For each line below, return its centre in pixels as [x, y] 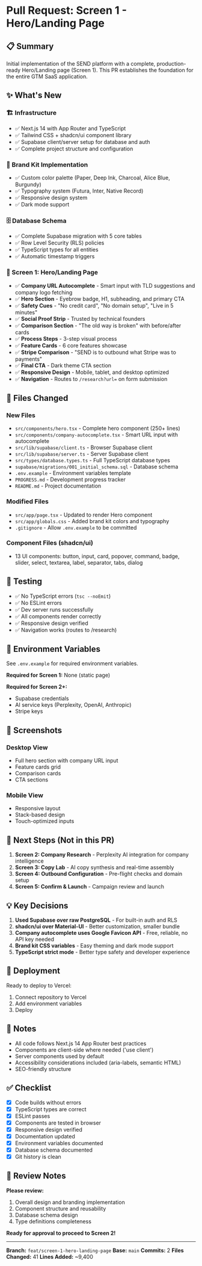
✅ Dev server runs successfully [54, 609]
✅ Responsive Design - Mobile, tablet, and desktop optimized [92, 372]
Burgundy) [28, 184]
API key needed [35, 939]
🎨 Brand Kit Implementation [47, 164]
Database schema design [46, 1215]
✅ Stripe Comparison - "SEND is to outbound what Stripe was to [95, 352]
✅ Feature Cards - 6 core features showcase [71, 345]
